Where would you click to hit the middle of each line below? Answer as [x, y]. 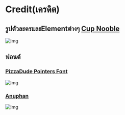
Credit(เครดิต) [33, 9]
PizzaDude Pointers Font [36, 72]
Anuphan [17, 96]
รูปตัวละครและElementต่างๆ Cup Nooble [62, 28]
